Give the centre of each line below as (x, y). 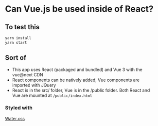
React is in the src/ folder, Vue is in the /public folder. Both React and (81, 90)
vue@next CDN (28, 74)
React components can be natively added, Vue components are (76, 80)
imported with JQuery (34, 85)
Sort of (16, 58)
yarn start (16, 42)
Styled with (19, 108)
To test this (22, 27)
